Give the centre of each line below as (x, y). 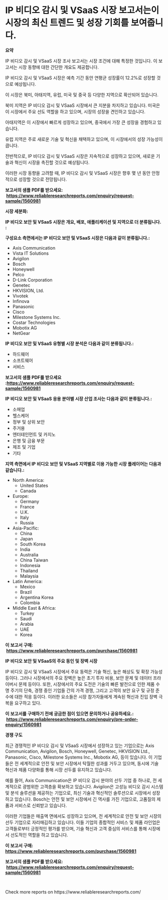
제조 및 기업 (24, 447)
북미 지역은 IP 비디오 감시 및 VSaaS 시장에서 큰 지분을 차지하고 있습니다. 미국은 (83, 105)
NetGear (21, 333)
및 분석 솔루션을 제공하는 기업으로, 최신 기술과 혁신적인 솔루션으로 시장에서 (78, 793)
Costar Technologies (34, 322)
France (27, 506)
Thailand (29, 571)
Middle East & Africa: (34, 608)
